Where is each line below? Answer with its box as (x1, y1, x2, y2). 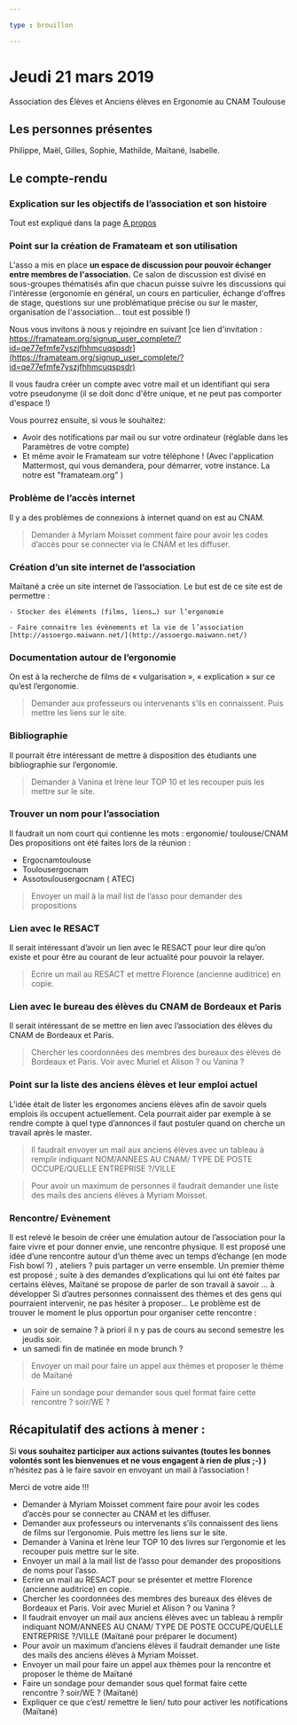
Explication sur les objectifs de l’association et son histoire (9, 197, 268, 209)
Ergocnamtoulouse (21, 855, 91, 865)
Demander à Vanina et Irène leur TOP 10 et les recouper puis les (30, 777, 265, 787)
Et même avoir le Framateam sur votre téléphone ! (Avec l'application (21, 451, 275, 462)
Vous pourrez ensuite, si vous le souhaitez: (9, 415, 166, 425)
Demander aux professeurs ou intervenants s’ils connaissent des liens (21, 1518, 278, 1528)
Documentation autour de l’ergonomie (9, 651, 176, 663)
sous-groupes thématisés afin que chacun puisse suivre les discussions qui (9, 278, 286, 289)
